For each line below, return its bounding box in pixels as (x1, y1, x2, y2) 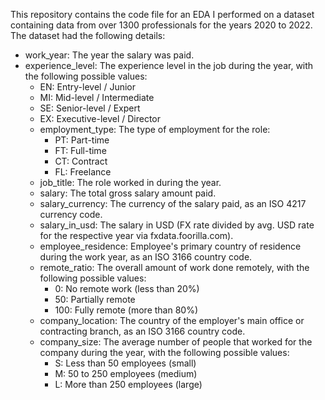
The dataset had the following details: (10, 30, 166, 41)
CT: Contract (54, 155, 108, 167)
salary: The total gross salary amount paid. (39, 187, 217, 199)
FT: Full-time (54, 145, 107, 156)
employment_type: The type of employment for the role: (39, 124, 271, 135)
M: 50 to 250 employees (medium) (54, 368, 198, 379)
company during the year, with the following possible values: (39, 347, 290, 358)
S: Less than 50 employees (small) (54, 357, 197, 369)
